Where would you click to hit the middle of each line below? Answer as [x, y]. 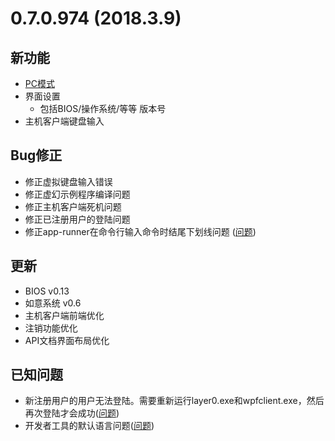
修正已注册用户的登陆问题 [77, 219]
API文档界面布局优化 [67, 340]
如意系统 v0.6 [53, 303]
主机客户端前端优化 [64, 315]
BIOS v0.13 [47, 291]
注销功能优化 [51, 328]
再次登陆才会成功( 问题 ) [72, 413]
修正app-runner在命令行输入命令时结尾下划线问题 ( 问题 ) [140, 231]
